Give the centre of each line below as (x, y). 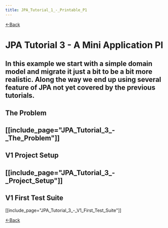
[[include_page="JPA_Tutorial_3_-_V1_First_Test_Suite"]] (63, 210)
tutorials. (20, 95)
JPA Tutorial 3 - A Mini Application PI (84, 45)
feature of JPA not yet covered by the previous (80, 88)
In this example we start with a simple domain (79, 64)
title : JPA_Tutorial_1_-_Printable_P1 (46, 10)
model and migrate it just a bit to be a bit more (79, 72)
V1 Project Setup (32, 155)
